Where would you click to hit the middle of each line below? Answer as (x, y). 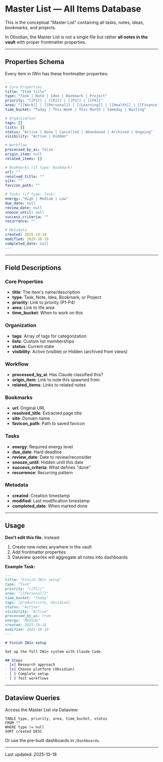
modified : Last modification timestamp (51, 500)
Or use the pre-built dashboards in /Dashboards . (53, 740)
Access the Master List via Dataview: (42, 710)
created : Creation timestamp (41, 496)
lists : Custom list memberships (43, 341)
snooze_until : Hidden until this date (48, 462)
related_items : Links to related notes (49, 385)
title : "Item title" (26, 91)
